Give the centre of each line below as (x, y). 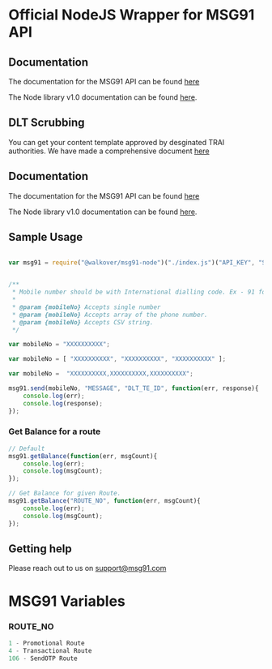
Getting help (40, 549)
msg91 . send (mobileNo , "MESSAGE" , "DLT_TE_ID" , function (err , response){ (134, 388)
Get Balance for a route (55, 431)
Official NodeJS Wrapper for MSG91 (132, 15)
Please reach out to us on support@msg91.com (87, 568)
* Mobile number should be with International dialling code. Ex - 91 (133, 292)
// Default (27, 448)
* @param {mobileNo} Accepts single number (86, 307)
